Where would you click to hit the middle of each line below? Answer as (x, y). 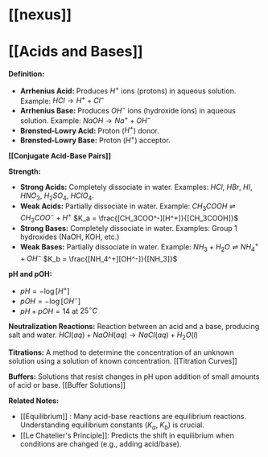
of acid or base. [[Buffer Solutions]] (67, 385)
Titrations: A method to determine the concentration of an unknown (122, 352)
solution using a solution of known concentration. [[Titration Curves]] (123, 360)
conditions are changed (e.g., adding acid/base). (101, 443)
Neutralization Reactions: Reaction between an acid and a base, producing (134, 327)
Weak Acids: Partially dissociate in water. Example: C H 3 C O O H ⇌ (128, 207)
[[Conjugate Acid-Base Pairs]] (60, 156)
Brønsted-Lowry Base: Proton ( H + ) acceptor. (95, 140)
